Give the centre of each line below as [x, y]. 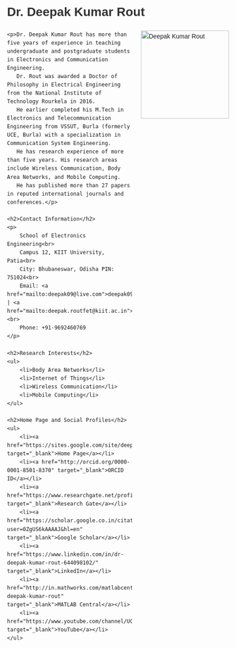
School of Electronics [52, 235]
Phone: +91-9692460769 [52, 328]
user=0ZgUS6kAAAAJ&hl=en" [45, 529]
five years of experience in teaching [64, 43]
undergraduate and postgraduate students [69, 51]
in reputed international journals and [66, 194]
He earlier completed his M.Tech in [70, 110]
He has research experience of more [70, 152]
